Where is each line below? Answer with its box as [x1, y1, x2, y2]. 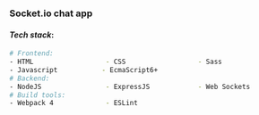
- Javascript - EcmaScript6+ [9, 65, 159, 74]
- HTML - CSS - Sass [9, 57, 222, 66]
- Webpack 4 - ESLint [9, 99, 139, 108]
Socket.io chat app [9, 7, 93, 20]
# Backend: [9, 74, 50, 83]
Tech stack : [9, 29, 55, 40]
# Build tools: [9, 90, 66, 100]
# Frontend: [9, 49, 54, 58]
